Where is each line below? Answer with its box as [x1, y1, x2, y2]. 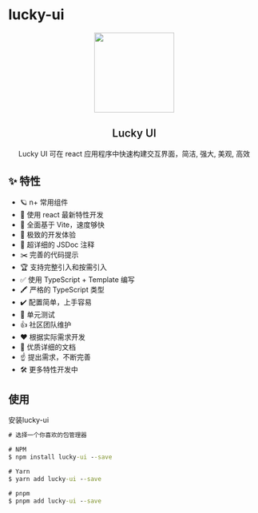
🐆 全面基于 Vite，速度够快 [19, 220, 105, 229]
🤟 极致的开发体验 [19, 229, 76, 239]
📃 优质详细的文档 [19, 342, 76, 352]
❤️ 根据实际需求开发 [19, 332, 86, 341]
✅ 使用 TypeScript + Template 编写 [19, 274, 136, 284]
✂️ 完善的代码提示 [19, 249, 79, 259]
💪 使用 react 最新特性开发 [19, 209, 104, 219]
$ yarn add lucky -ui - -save [8, 475, 102, 483]
